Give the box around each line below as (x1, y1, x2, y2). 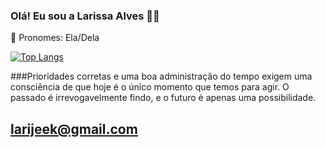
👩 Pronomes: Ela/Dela (10, 32, 100, 44)
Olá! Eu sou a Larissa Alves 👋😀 (10, 9, 160, 23)
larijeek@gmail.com (10, 120, 138, 138)
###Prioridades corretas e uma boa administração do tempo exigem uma (10, 70, 313, 83)
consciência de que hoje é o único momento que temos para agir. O (10, 81, 290, 93)
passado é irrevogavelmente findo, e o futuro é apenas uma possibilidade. (10, 92, 317, 104)
